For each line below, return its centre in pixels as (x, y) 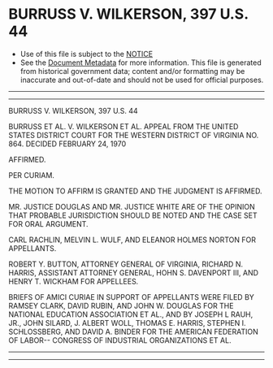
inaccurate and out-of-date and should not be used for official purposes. (142, 80)
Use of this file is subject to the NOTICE (86, 54)
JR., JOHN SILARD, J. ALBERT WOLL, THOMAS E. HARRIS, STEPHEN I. (127, 323)
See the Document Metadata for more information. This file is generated (141, 63)
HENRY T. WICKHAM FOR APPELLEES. (74, 281)
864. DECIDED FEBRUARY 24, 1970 (67, 144)
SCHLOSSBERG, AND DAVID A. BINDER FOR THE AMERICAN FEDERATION (133, 331)
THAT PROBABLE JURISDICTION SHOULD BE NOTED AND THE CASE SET (133, 215)
